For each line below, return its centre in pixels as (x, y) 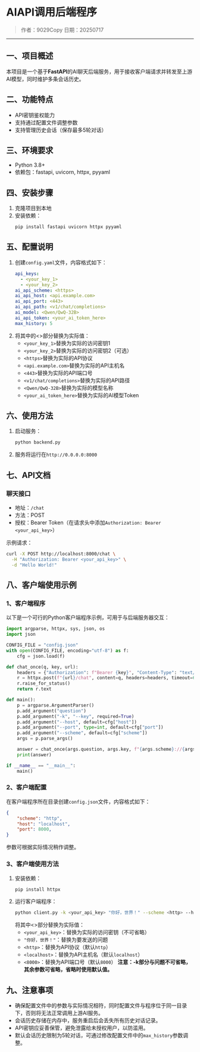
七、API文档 (29, 475)
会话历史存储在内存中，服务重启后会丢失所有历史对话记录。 (88, 1020)
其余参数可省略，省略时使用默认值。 (68, 970)
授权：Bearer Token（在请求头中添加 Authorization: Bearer (88, 522)
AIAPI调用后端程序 (51, 12)
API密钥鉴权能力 (35, 115)
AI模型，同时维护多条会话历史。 (45, 79)
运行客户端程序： (36, 901)
